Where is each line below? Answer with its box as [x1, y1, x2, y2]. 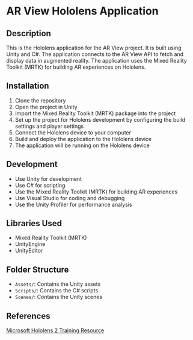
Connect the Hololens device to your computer [14, 128, 131, 136]
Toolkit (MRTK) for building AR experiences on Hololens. [6, 63, 146, 71]
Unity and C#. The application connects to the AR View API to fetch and [6, 51, 184, 58]
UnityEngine [14, 241, 46, 248]
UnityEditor [14, 247, 43, 254]
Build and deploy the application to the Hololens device [14, 135, 152, 142]
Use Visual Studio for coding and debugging [14, 194, 125, 201]
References [6, 310, 51, 321]
